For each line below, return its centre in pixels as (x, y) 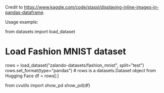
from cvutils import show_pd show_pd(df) (48, 85)
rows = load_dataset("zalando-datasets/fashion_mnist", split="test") (75, 65)
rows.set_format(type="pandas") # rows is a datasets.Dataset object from (81, 70)
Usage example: (22, 22)
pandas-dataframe (24, 12)
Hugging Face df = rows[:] (32, 76)
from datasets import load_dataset (40, 31)
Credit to (14, 7)
